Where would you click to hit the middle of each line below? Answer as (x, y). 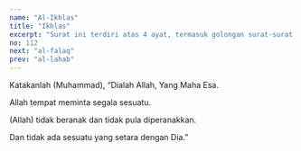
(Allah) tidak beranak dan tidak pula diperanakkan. (103, 120)
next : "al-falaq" (42, 51)
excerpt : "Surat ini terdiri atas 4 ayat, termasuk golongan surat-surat (151, 34)
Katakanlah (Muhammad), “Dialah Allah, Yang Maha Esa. (114, 85)
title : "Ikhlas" (40, 26)
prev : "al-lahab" (42, 59)
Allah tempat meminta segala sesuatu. (80, 102)
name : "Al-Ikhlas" (44, 18)
